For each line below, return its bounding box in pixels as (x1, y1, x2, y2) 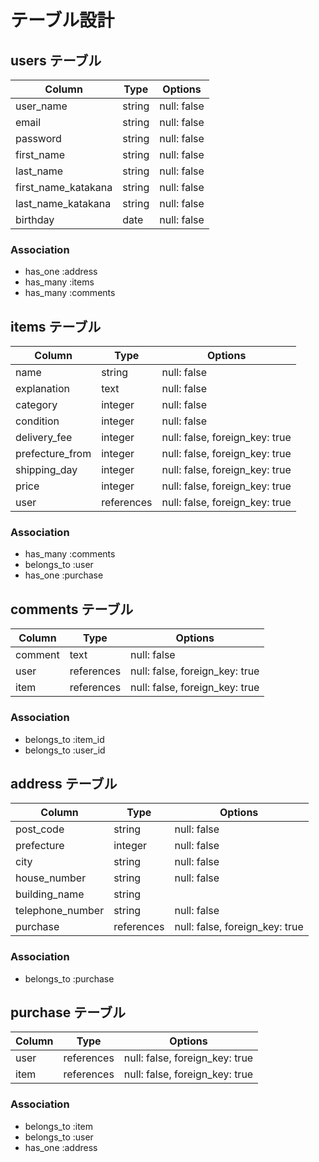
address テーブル (10, 775, 118, 792)
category (15, 398, 58, 412)
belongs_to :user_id (24, 744, 106, 756)
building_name (15, 887, 85, 901)
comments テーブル (10, 601, 134, 618)
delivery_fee (15, 431, 73, 445)
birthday (15, 213, 55, 226)
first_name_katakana (15, 181, 113, 194)
